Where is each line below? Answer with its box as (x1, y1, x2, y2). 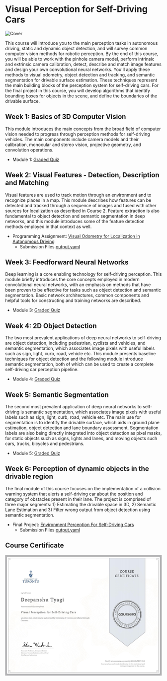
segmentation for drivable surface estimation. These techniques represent (5, 77, 158, 83)
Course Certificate (5, 541, 64, 550)
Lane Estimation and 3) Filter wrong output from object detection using (5, 507, 151, 513)
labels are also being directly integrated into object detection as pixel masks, (5, 430, 162, 436)
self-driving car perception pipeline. (5, 367, 79, 373)
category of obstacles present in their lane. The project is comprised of (5, 496, 151, 502)
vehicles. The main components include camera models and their (5, 136, 139, 142)
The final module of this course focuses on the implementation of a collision (5, 485, 161, 491)
